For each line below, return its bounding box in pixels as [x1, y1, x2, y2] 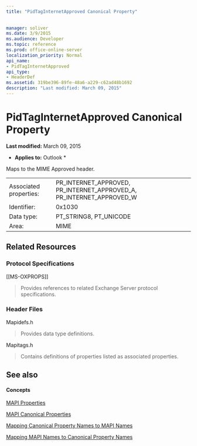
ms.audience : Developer [6, 36, 64, 42]
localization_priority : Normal [6, 52, 83, 58]
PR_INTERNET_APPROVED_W [55, 193, 137, 201]
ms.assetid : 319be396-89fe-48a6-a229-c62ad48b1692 [6, 80, 133, 86]
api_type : [6, 69, 30, 75]
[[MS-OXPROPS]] [6, 273, 49, 280]
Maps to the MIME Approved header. [6, 165, 95, 172]
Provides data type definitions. [20, 330, 95, 337]
